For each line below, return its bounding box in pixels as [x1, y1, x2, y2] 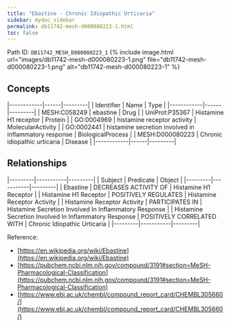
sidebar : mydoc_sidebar [7, 17, 76, 23]
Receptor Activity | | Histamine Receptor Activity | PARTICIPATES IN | [7, 198, 203, 206]
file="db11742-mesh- [147, 56, 207, 64]
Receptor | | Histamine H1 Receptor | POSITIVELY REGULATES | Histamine [7, 190, 217, 198]
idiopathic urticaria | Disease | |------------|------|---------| [7, 138, 177, 146]
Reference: [7, 233, 38, 241]
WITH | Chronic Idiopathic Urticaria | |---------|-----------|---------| [7, 220, 201, 228]
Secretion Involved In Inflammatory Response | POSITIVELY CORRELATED [7, 212, 217, 220]
